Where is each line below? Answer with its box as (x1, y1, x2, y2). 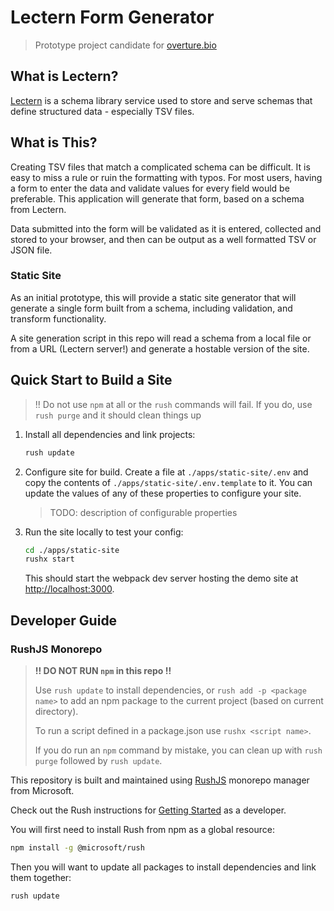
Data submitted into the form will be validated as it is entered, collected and (10, 222, 322, 235)
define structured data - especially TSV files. (10, 105, 195, 117)
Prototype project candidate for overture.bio (34, 39, 217, 51)
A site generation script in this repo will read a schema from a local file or (10, 332, 312, 344)
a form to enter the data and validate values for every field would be (10, 182, 290, 194)
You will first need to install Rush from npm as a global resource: (10, 823, 276, 835)
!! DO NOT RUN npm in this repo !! (34, 664, 172, 676)
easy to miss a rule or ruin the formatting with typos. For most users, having (10, 171, 323, 183)
